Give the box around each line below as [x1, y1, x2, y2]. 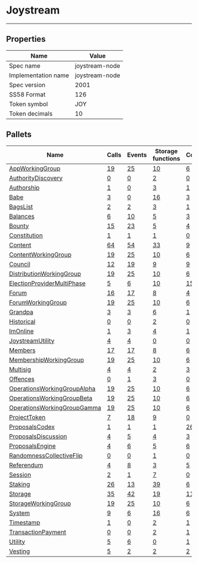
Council [9, 260, 31, 268]
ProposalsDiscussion [9, 432, 67, 441]
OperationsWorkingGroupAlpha [9, 384, 96, 392]
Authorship [9, 183, 40, 191]
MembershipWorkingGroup [9, 356, 84, 364]
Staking [9, 480, 31, 488]
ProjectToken [9, 413, 46, 421]
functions [152, 154, 181, 163]
